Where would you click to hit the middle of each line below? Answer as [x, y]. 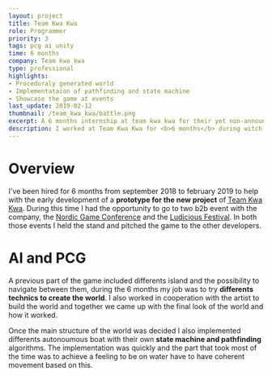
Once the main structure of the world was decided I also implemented [125, 330]
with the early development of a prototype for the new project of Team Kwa [136, 200]
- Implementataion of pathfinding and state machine [99, 91]
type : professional [41, 69]
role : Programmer [38, 31]
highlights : [28, 76]
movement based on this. [51, 365]
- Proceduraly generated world [61, 83]
